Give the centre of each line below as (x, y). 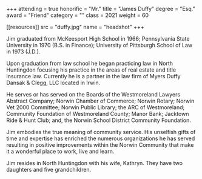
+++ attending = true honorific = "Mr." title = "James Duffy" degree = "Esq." (101, 9)
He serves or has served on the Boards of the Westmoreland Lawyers (93, 94)
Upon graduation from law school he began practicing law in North (90, 63)
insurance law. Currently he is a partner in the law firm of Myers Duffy (93, 76)
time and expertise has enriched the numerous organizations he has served (101, 138)
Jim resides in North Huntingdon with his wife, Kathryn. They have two (95, 163)
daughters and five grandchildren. (49, 170)
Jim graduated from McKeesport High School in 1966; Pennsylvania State (98, 39)
